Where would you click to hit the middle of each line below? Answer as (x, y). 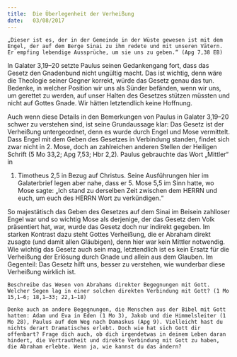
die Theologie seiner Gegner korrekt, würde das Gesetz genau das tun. (111, 80)
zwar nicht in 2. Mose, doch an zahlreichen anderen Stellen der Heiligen (112, 146)
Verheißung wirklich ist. (42, 271)
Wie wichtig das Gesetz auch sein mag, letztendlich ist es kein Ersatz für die (118, 249)
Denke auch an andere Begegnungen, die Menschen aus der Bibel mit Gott (117, 309)
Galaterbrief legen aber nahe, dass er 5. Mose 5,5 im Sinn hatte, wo (116, 183)
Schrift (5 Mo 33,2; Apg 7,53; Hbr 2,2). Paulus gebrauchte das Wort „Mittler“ (118, 154)
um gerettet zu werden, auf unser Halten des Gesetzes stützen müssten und (118, 95)
